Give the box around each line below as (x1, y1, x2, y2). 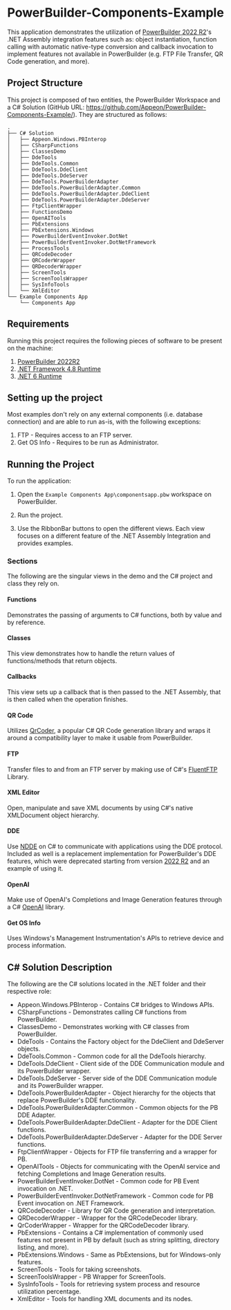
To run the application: (7, 477, 71, 485)
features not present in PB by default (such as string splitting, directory (17, 1236, 220, 1244)
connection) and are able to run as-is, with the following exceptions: (7, 417, 201, 426)
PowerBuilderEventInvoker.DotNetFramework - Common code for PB (17, 1192, 214, 1200)
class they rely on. (7, 579, 59, 588)
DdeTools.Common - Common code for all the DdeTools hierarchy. (17, 1052, 206, 1060)
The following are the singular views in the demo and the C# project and (7, 572, 213, 581)
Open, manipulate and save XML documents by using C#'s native (7, 803, 194, 812)
